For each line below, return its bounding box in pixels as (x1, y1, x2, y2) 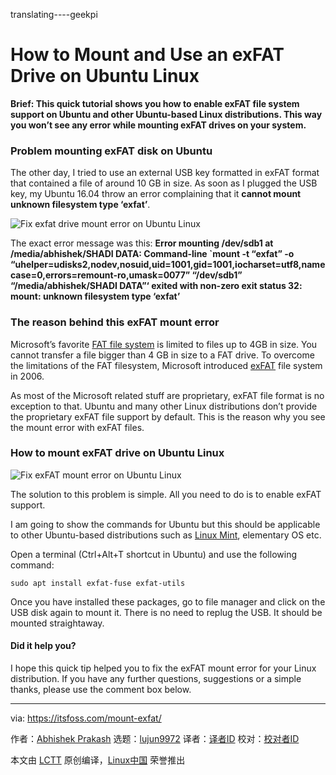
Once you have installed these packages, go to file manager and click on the (10, 595, 326, 608)
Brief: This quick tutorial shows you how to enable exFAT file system (10, 97, 300, 109)
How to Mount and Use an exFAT (10, 44, 285, 66)
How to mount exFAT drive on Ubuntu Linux (10, 446, 225, 460)
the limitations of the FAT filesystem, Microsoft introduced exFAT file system (10, 359, 323, 371)
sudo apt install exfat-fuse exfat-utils (10, 578, 186, 588)
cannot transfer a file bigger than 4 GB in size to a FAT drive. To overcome (10, 349, 315, 361)
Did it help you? (10, 640, 77, 652)
